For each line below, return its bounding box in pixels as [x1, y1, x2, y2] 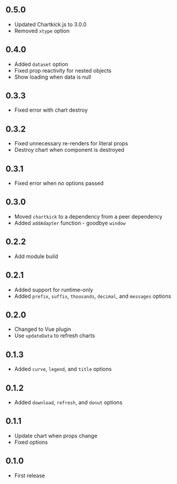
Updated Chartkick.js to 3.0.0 [14, 20, 87, 28]
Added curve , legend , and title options [14, 366, 112, 373]
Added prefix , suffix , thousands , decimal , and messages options [14, 292, 172, 300]
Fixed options [14, 438, 48, 446]
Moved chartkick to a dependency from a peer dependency [14, 213, 163, 220]
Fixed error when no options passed [14, 180, 104, 187]
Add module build [14, 252, 58, 260]
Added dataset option [14, 60, 68, 68]
